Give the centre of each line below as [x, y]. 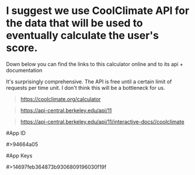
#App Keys [19, 155]
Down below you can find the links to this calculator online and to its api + [95, 64]
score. [22, 48]
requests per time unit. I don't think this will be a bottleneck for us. [86, 87]
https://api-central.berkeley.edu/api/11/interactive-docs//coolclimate [102, 121]
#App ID [16, 133]
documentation [24, 70]
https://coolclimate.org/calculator [60, 99]
